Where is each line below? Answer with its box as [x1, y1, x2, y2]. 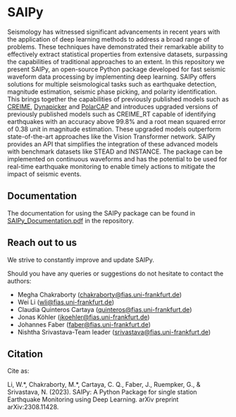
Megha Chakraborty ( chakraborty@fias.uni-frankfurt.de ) [17, 290, 182, 299]
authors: [7, 276, 32, 285]
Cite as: [7, 367, 30, 375]
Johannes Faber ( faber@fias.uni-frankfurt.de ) [17, 320, 151, 328]
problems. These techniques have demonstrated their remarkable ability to [7, 42, 224, 51]
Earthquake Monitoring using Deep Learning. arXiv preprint [7, 395, 179, 404]
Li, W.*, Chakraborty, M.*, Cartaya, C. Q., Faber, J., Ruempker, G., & [7, 380, 201, 389]
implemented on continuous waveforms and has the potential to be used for [7, 154, 228, 163]
